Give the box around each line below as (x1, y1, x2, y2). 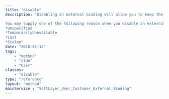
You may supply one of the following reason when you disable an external (5, 21, 165, 26)
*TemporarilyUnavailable (5, 30, 57, 35)
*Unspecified (5, 25, 33, 30)
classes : (5, 67, 24, 72)
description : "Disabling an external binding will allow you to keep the (5, 12, 163, 17)
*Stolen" (5, 39, 24, 45)
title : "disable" (5, 7, 42, 12)
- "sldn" (14, 58, 33, 63)
